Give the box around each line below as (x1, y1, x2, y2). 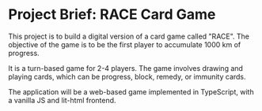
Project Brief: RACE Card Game (8, 6, 216, 24)
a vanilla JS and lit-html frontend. (8, 95, 116, 105)
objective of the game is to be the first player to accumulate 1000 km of (8, 39, 241, 49)
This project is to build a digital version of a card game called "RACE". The (8, 31, 250, 41)
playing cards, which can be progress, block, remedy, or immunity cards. (8, 72, 247, 81)
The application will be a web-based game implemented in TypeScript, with (8, 87, 255, 96)
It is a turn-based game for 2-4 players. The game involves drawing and (8, 63, 244, 72)
